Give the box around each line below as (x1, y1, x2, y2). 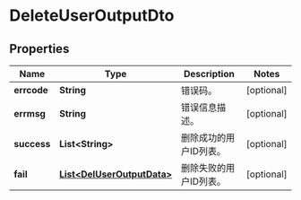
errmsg (13, 108, 47, 119)
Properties (9, 41, 70, 57)
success (13, 138, 51, 150)
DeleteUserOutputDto (9, 5, 175, 26)
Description (183, 68, 235, 80)
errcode (13, 84, 49, 96)
